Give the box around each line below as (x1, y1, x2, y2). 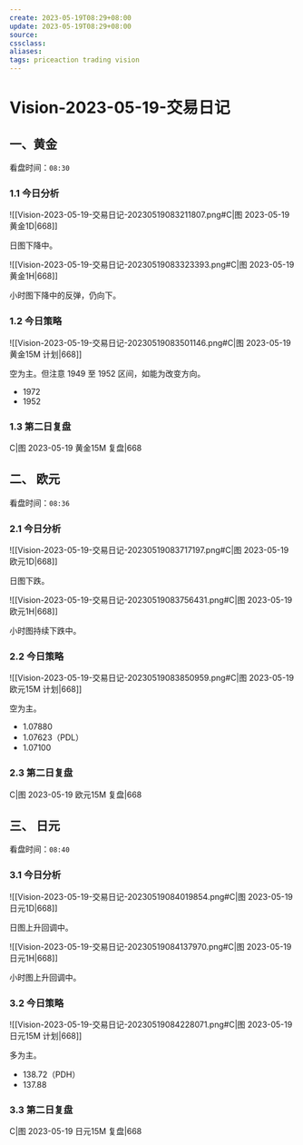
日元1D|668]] (9, 903, 58, 913)
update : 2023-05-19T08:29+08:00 (9, 22, 132, 31)
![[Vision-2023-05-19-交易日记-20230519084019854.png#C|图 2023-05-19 (9, 891, 293, 902)
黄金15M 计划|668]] (9, 349, 83, 360)
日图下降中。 (9, 240, 57, 251)
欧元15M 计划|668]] (9, 684, 83, 695)
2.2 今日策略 (9, 650, 64, 663)
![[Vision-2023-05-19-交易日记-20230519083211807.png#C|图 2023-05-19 (9, 210, 290, 221)
